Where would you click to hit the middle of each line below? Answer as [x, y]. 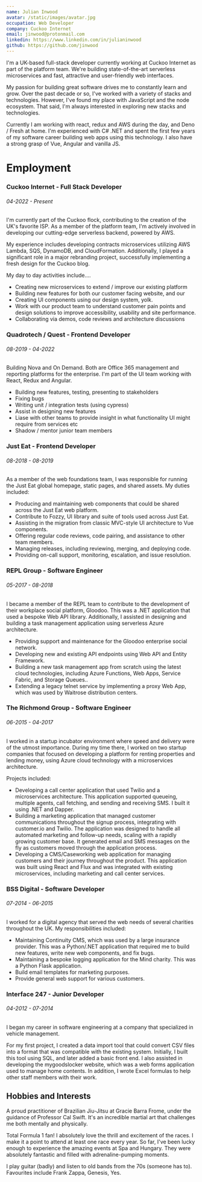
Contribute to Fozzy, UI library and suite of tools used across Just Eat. [102, 517]
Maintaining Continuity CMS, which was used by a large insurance [97, 940]
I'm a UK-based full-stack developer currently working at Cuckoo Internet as [101, 62]
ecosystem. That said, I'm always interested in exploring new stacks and [96, 106]
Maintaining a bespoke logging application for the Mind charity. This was [105, 959]
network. [26, 647]
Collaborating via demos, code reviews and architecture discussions [100, 319]
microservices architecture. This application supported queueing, [96, 796]
